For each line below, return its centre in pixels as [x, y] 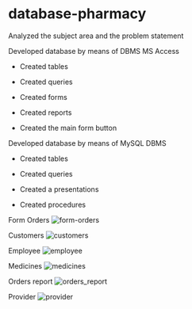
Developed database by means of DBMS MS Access [94, 51]
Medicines [25, 265]
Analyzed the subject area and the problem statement [96, 36]
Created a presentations [59, 189]
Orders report [31, 281]
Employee [25, 250]
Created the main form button [68, 128]
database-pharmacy [77, 14]
